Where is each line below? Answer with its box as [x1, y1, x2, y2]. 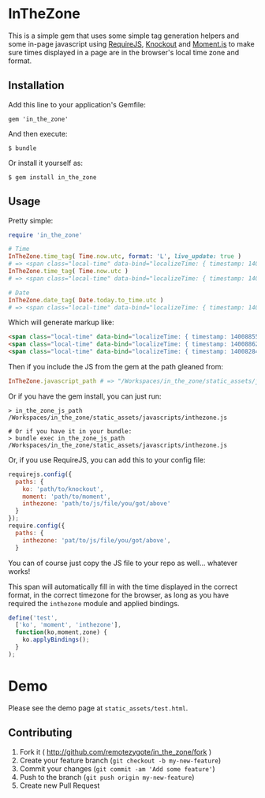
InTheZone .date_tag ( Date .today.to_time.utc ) [8, 296, 164, 304]
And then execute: [8, 129, 68, 138]
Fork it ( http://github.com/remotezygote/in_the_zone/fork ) [19, 747, 211, 756]
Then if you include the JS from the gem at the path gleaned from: [8, 362, 223, 372]
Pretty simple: [8, 215, 54, 225]
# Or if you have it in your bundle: [8, 427, 132, 435]
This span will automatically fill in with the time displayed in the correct [8, 582, 238, 591]
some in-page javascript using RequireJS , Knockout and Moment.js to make [8, 39, 255, 48]
